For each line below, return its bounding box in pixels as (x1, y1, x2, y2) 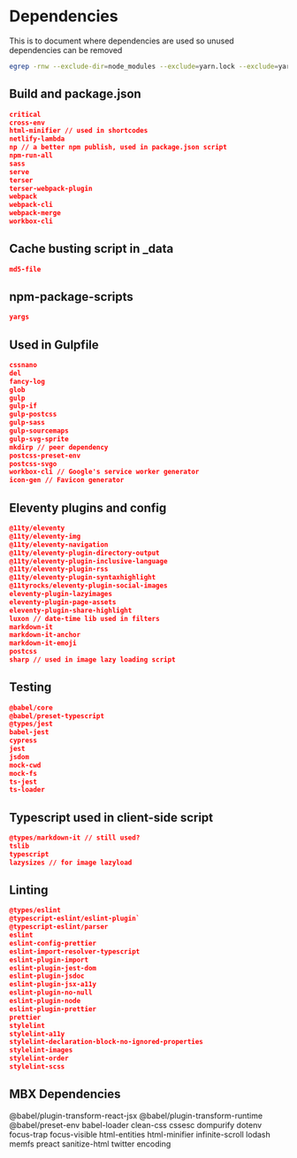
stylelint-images (9, 1046, 73, 1054)
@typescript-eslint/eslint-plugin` (9, 914, 141, 924)
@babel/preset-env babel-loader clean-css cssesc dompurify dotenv (9, 1119, 263, 1130)
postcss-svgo (9, 459, 57, 468)
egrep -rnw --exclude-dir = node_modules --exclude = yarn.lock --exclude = (9, 62, 278, 71)
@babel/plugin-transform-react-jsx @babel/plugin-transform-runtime (9, 1110, 263, 1121)
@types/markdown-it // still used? (9, 833, 141, 842)
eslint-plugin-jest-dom (9, 963, 97, 972)
